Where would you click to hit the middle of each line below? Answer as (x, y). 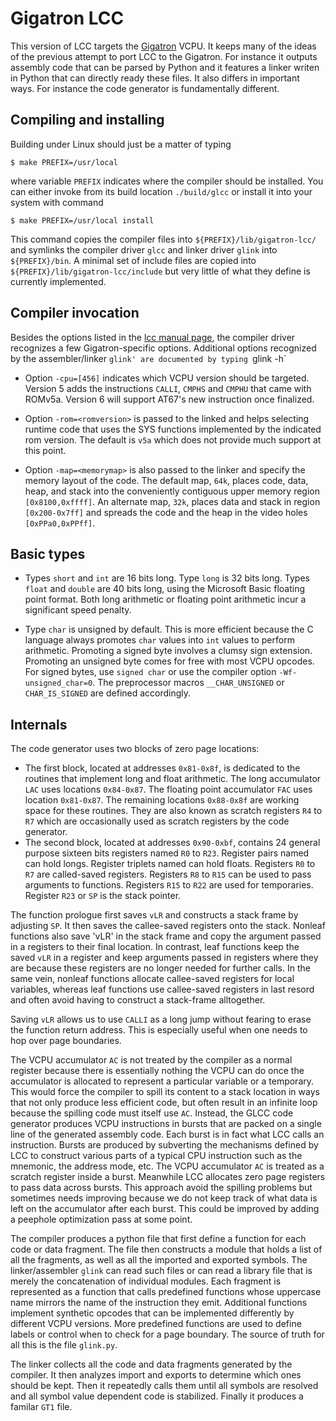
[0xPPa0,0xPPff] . (60, 523)
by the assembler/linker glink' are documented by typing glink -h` (148, 358)
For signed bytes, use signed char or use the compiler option (150, 672)
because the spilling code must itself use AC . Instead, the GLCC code (152, 1113)
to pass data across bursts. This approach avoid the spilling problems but (161, 1188)
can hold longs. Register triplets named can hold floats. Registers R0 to (170, 864)
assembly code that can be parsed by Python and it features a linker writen (165, 67)
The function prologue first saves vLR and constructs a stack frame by (154, 915)
